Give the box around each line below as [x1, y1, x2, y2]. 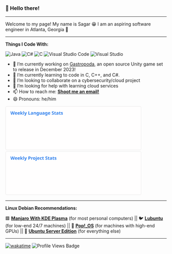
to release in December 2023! [12, 67, 76, 73]
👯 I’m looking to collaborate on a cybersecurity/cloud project [12, 77, 141, 83]
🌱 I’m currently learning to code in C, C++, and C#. [12, 72, 120, 78]
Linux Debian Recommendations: [5, 205, 78, 211]
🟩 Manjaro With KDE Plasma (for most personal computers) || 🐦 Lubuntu [5, 215, 163, 222]
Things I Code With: [5, 41, 49, 48]
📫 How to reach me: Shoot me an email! [12, 89, 99, 95]
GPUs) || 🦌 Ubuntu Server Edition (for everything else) [5, 228, 121, 235]
